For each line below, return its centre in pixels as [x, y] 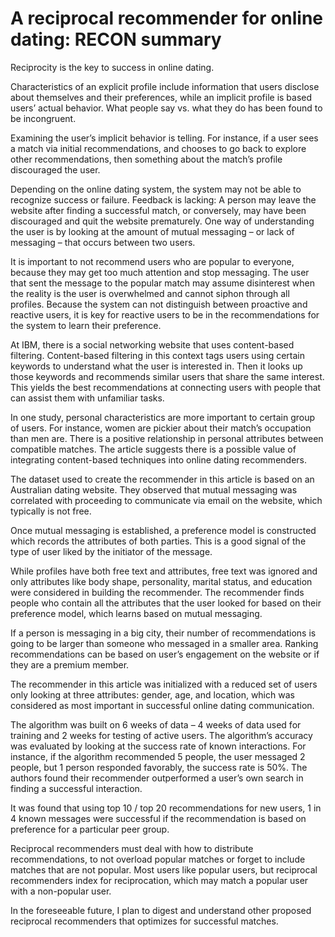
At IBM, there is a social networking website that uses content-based [152, 344]
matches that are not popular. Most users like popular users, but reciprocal [164, 869]
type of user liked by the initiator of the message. [111, 551]
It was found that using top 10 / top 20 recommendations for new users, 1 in [166, 808]
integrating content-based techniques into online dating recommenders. [158, 459]
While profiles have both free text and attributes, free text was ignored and [164, 571]
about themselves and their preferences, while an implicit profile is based [161, 97]
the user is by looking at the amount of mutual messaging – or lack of [152, 231]
